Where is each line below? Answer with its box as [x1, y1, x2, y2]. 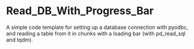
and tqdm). [6, 36, 33, 43]
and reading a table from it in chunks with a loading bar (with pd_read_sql [6, 30, 186, 37]
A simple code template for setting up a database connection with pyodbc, [6, 24, 189, 31]
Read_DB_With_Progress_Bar [6, 4, 154, 18]
